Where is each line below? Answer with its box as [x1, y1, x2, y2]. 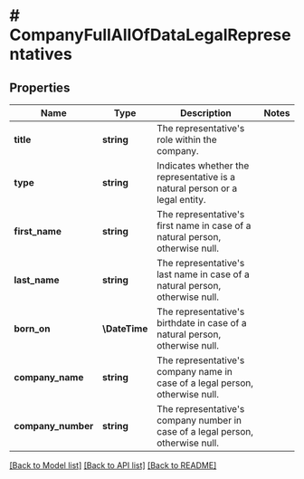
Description [179, 107, 233, 119]
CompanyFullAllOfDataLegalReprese [9, 24, 291, 45]
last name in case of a [157, 268, 251, 281]
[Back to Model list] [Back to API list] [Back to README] [9, 460, 217, 471]
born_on [14, 322, 51, 335]
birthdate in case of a [157, 317, 247, 329]
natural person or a [157, 182, 238, 195]
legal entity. [157, 194, 206, 206]
